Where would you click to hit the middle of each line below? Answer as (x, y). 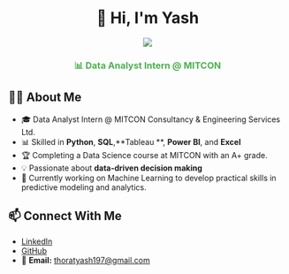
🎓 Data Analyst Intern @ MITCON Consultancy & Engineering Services (150, 119)
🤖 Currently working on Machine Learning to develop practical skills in (148, 178)
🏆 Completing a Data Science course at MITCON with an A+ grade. (144, 155)
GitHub (34, 251)
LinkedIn (37, 241)
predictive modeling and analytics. (84, 187)
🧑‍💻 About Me (45, 98)
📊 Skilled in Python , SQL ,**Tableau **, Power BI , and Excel (131, 141)
